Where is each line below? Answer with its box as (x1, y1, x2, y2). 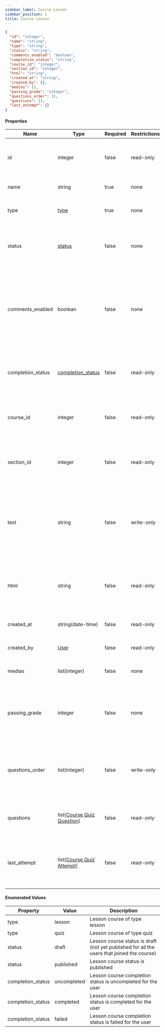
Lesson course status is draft (89, 937, 157, 944)
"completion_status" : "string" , (9, 57, 76, 62)
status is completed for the (89, 998, 152, 1005)
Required (105, 131, 126, 138)
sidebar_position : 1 (5, 12, 48, 17)
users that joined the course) (89, 949, 156, 956)
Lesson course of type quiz (89, 929, 153, 936)
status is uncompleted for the (89, 978, 158, 985)
